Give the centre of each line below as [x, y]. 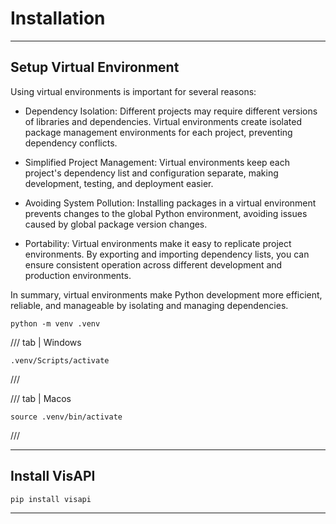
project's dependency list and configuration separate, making [151, 173]
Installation [58, 18]
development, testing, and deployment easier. [119, 183]
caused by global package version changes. [116, 224]
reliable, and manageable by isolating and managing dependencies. [149, 305]
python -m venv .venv [55, 323]
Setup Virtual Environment [95, 67]
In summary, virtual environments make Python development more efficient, [166, 294]
